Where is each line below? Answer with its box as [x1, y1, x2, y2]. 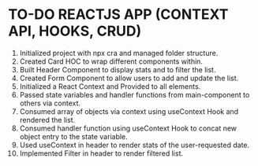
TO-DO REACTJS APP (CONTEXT [8, 6, 229, 24]
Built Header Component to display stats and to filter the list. [19, 65, 216, 74]
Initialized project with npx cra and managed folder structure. [19, 48, 219, 57]
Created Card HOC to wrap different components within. [19, 57, 204, 66]
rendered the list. [19, 115, 76, 124]
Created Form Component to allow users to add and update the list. [19, 73, 239, 83]
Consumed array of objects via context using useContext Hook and [19, 106, 239, 116]
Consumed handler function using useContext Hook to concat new [19, 124, 237, 133]
